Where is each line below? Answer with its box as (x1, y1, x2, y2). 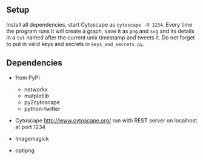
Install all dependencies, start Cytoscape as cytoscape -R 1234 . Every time (6, 21, 193, 28)
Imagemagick (15, 135, 50, 142)
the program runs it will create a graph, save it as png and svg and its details (6, 27, 195, 35)
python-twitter (24, 105, 61, 112)
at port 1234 (15, 123, 46, 130)
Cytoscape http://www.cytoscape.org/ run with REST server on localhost (15, 116, 198, 124)
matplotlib (24, 92, 50, 99)
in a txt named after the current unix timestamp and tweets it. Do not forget (6, 33, 195, 41)
